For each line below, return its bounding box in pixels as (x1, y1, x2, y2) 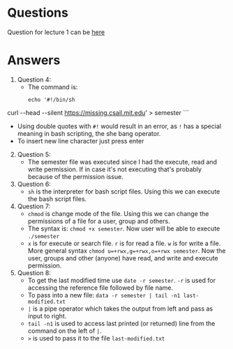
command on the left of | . (27, 326, 103, 335)
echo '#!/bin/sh (27, 96, 75, 103)
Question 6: (17, 180, 51, 188)
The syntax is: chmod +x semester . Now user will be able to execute (27, 224, 220, 233)
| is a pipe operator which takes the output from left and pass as (27, 304, 213, 313)
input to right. (27, 311, 67, 320)
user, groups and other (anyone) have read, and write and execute (27, 254, 218, 262)
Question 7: (17, 202, 51, 210)
